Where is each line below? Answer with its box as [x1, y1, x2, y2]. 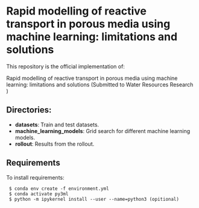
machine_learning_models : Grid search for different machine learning [14, 127, 191, 134]
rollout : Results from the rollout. [14, 140, 95, 148]
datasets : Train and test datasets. [14, 121, 99, 128]
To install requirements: [6, 174, 65, 181]
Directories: [6, 105, 52, 115]
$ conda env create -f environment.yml [8, 186, 110, 192]
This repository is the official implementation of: [6, 62, 125, 70]
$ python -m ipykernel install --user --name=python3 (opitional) [8, 196, 180, 202]
